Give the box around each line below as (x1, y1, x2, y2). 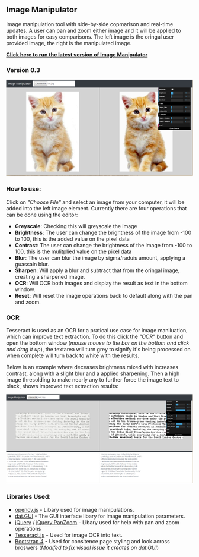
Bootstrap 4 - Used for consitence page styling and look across (14, 537, 170, 545)
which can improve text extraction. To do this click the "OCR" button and (6, 333, 184, 341)
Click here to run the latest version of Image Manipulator (6, 51, 148, 58)
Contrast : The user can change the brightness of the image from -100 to (14, 241, 192, 248)
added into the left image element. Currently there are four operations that (6, 204, 187, 212)
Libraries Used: (6, 493, 52, 501)
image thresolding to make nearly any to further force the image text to (6, 376, 179, 383)
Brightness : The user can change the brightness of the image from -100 (14, 229, 191, 236)
